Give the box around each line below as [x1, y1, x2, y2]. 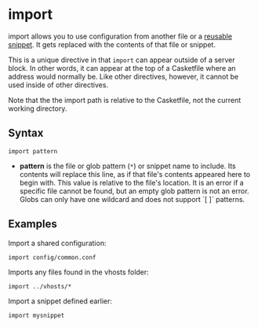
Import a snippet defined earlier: [8, 296, 112, 306]
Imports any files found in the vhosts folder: [8, 267, 149, 277]
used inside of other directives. [8, 80, 108, 90]
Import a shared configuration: [8, 238, 107, 248]
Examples [8, 218, 57, 231]
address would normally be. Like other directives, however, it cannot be [8, 72, 239, 81]
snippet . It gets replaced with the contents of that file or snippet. [8, 39, 216, 49]
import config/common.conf [8, 253, 96, 261]
